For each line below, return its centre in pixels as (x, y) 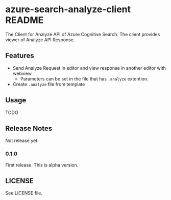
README (25, 20)
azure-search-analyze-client (68, 9)
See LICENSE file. (24, 193)
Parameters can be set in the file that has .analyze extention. (84, 79)
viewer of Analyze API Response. (40, 40)
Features (20, 56)
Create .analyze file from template (49, 84)
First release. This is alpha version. (42, 165)
